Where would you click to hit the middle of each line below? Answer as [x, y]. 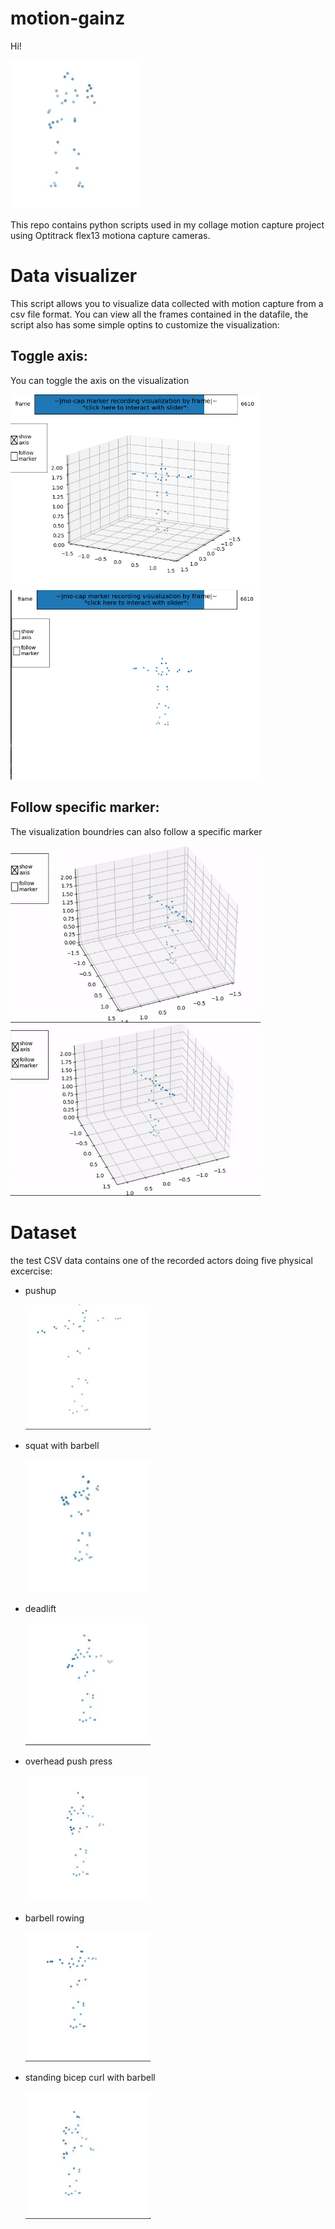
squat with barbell [62, 1445]
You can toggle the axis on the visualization [100, 380]
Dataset [43, 1233]
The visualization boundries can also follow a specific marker [136, 831]
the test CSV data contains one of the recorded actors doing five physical [161, 1260]
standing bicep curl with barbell [90, 2077]
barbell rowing [54, 1918]
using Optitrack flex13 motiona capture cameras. [110, 235]
